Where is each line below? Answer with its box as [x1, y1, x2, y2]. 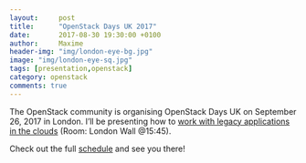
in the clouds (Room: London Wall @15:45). [9, 125, 172, 137]
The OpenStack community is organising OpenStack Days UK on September [9, 106, 297, 117]
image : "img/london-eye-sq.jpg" [9, 56, 132, 65]
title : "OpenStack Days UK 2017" [9, 22, 157, 31]
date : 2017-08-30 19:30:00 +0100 [9, 30, 162, 39]
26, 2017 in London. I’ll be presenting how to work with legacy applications [9, 116, 290, 127]
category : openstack [9, 73, 89, 82]
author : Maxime [9, 38, 84, 48]
